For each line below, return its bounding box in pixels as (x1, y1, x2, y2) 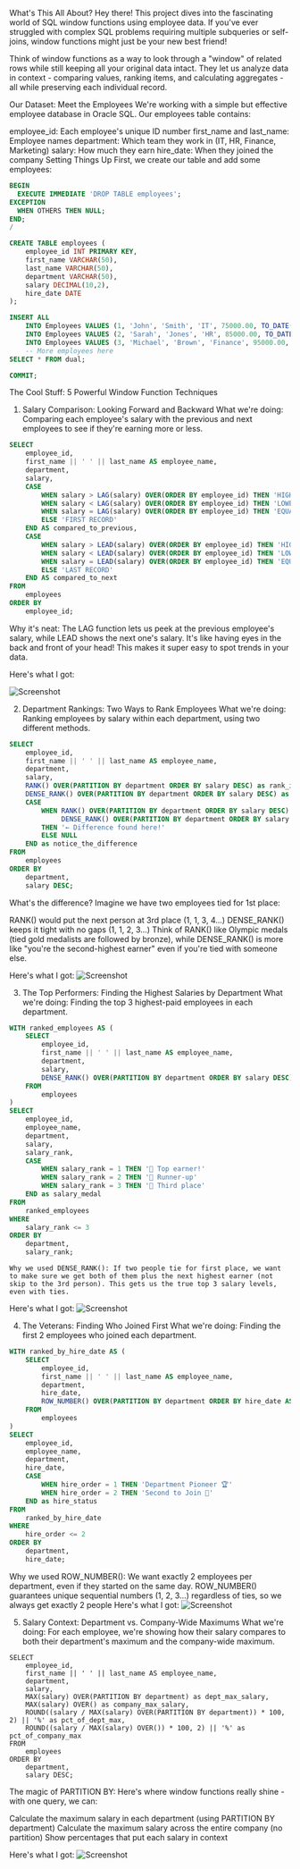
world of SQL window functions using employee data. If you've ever (9, 17, 259, 28)
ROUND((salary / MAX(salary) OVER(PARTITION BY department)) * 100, (25, 1707, 286, 1717)
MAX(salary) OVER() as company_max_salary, (25, 1700, 190, 1709)
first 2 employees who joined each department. (21, 1330, 197, 1340)
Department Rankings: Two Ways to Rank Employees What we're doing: (21, 703, 287, 714)
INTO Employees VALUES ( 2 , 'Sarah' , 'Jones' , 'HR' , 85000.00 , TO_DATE (25, 330, 294, 339)
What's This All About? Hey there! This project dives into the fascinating (9, 8, 274, 18)
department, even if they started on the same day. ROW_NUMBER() (9, 1580, 257, 1591)
